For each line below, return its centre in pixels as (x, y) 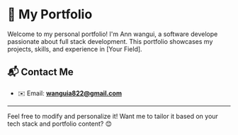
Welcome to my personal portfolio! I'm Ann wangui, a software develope (113, 34)
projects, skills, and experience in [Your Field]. (75, 49)
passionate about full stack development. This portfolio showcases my (110, 41)
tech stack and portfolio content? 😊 (59, 124)
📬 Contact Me (40, 72)
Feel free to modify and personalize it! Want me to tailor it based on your (113, 116)
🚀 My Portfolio (50, 14)
